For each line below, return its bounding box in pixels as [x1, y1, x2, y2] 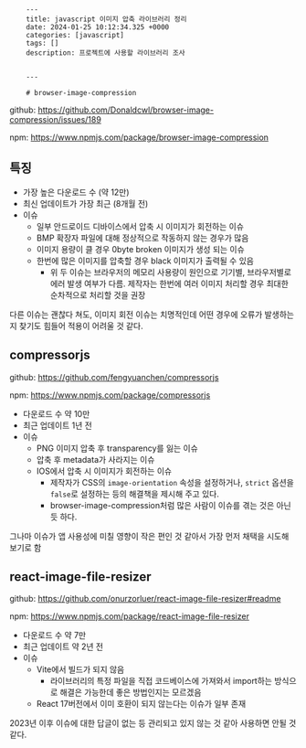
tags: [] [26, 38, 59, 48]
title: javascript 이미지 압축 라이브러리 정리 [26, 15, 187, 24]
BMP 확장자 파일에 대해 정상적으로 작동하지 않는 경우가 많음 [36, 232, 249, 243]
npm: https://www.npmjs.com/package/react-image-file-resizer [9, 611, 249, 622]
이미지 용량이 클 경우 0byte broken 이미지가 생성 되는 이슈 [36, 243, 245, 254]
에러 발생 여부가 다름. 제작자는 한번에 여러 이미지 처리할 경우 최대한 [49, 278, 290, 289]
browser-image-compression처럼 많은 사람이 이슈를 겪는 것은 [49, 499, 275, 510]
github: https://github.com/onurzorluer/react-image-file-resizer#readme [9, 593, 281, 604]
